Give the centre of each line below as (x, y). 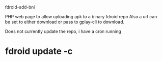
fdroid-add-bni (20, 7)
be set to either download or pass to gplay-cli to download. (65, 22)
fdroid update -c (39, 51)
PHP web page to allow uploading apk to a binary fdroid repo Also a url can (81, 16)
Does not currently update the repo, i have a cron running (63, 31)
